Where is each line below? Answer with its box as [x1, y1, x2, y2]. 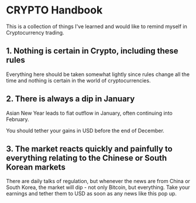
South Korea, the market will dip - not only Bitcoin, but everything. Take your [6, 184, 190, 191]
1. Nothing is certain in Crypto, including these [6, 46, 178, 56]
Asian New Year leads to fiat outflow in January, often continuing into [6, 109, 173, 116]
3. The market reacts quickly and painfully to [6, 144, 173, 154]
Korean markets [6, 162, 66, 172]
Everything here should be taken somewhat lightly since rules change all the [6, 71, 190, 78]
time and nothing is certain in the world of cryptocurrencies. [6, 77, 151, 84]
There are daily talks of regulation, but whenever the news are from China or [6, 178, 190, 185]
